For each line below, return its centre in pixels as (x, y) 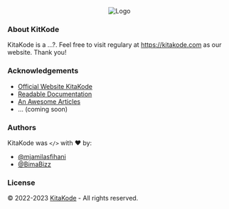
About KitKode (33, 29)
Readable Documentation (55, 94)
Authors (22, 127)
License (21, 183)
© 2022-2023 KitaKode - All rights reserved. (73, 198)
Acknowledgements (43, 71)
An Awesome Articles (49, 101)
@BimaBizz (34, 164)
